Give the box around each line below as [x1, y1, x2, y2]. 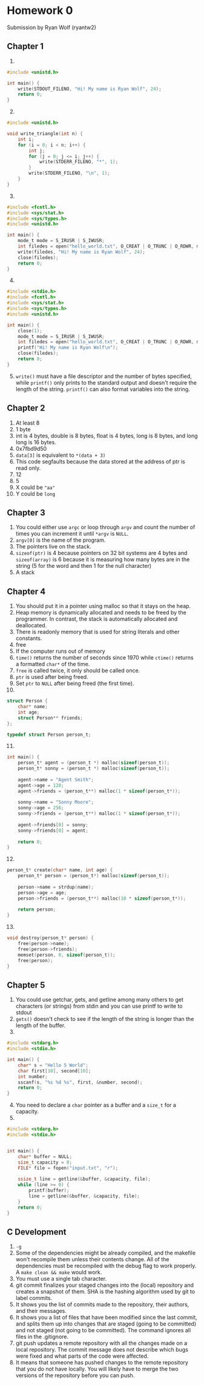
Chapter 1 [7, 41, 44, 52]
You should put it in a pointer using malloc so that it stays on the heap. [15, 602, 191, 610]
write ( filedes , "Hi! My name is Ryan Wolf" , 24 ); [18, 249, 146, 255]
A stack [15, 568, 35, 576]
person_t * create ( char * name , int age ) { [7, 867, 113, 874]
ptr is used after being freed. [15, 673, 88, 681]
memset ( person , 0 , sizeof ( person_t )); [18, 952, 116, 958]
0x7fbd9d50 [15, 445, 47, 452]
